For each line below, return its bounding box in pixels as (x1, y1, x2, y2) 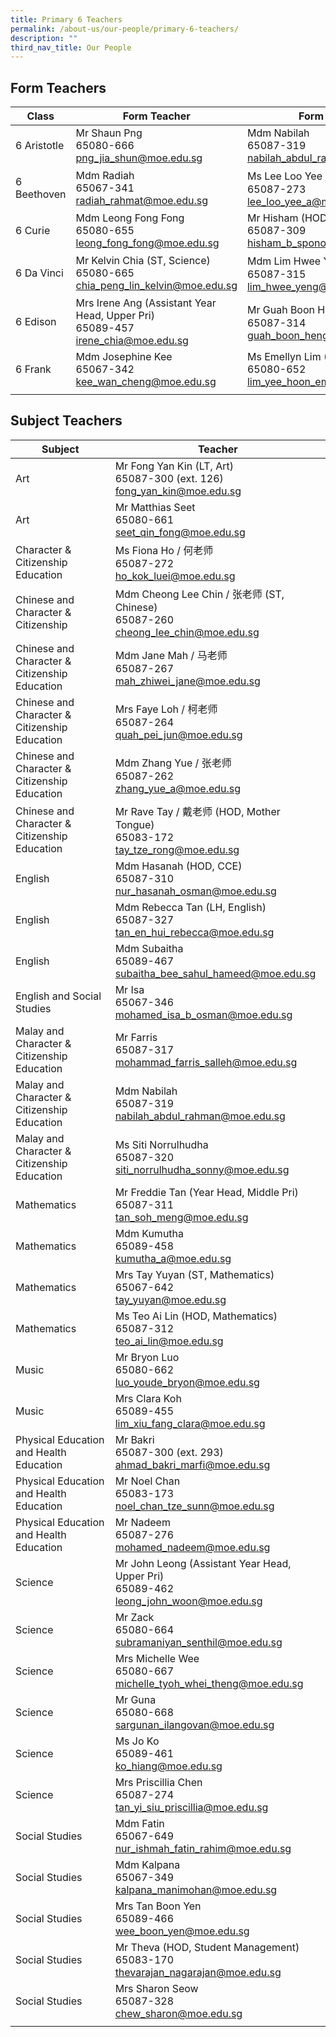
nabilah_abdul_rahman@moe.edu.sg (114, 1109, 286, 1123)
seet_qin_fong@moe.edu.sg (114, 525, 246, 539)
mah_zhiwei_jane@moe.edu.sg (114, 674, 261, 688)
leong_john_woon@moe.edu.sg (114, 1594, 263, 1608)
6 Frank (15, 362, 52, 376)
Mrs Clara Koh (114, 1391, 182, 1405)
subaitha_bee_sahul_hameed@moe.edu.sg (114, 966, 317, 980)
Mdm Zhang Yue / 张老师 (114, 756, 232, 770)
